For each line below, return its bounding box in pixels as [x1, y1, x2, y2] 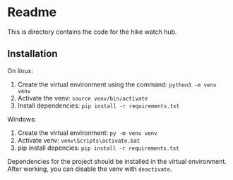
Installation [7, 48, 58, 60]
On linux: [7, 66, 33, 75]
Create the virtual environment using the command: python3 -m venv [17, 80, 217, 89]
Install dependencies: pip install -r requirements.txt [17, 101, 180, 110]
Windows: [7, 115, 37, 123]
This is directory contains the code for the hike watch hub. [7, 27, 177, 36]
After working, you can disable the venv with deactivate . [7, 165, 172, 173]
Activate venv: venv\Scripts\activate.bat [17, 136, 141, 144]
